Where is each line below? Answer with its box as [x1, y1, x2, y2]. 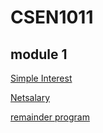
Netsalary [10, 92, 51, 103]
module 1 [10, 46, 68, 63]
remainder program [10, 111, 90, 123]
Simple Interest [10, 72, 73, 84]
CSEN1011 [10, 6, 94, 29]
